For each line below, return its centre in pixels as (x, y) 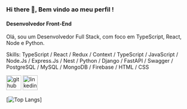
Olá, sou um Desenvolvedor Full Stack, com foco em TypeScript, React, (94, 37)
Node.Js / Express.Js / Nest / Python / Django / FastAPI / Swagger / (90, 61)
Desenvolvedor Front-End (39, 24)
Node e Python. (25, 43)
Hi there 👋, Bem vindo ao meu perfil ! (60, 9)
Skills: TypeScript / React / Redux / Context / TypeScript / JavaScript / (92, 54)
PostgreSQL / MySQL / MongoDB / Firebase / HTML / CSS (78, 67)
